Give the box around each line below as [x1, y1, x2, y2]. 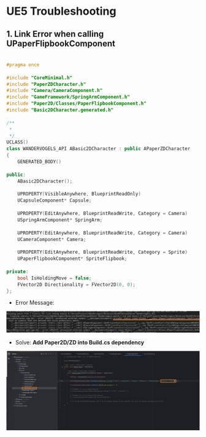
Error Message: [15, 299, 55, 306]
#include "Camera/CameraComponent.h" [6, 88, 103, 94]
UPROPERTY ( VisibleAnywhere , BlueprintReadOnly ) [17, 191, 141, 197]
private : [6, 268, 29, 275]
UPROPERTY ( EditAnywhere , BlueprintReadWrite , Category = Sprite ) [17, 249, 188, 256]
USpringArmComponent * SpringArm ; [17, 216, 103, 223]
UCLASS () [6, 139, 29, 145]
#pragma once [6, 61, 40, 68]
